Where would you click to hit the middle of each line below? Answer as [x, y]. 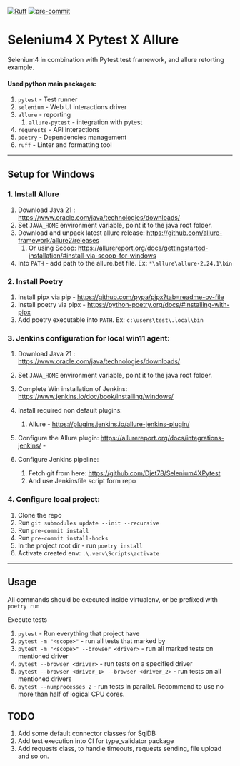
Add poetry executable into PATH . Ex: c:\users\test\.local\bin [110, 320]
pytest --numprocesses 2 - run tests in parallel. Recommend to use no [120, 686]
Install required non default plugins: [70, 410]
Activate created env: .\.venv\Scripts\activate [88, 553]
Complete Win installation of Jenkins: [72, 389]
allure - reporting [44, 115]
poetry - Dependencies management [72, 137]
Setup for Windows [51, 174]
